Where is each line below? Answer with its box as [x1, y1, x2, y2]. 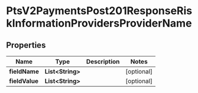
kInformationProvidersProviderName [6, 16, 192, 30]
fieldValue [9, 77, 38, 85]
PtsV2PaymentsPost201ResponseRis [6, 4, 193, 18]
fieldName [9, 68, 40, 75]
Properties [6, 40, 46, 50]
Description [86, 58, 120, 65]
